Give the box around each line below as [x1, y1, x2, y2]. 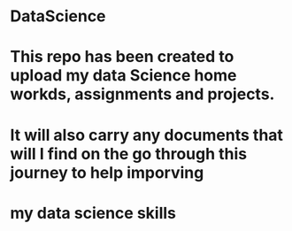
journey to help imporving [10, 162, 204, 182]
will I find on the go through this [10, 143, 248, 164]
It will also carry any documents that [10, 125, 284, 145]
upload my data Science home [10, 65, 237, 86]
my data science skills [10, 203, 176, 223]
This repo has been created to [10, 47, 234, 67]
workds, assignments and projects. [10, 84, 275, 104]
